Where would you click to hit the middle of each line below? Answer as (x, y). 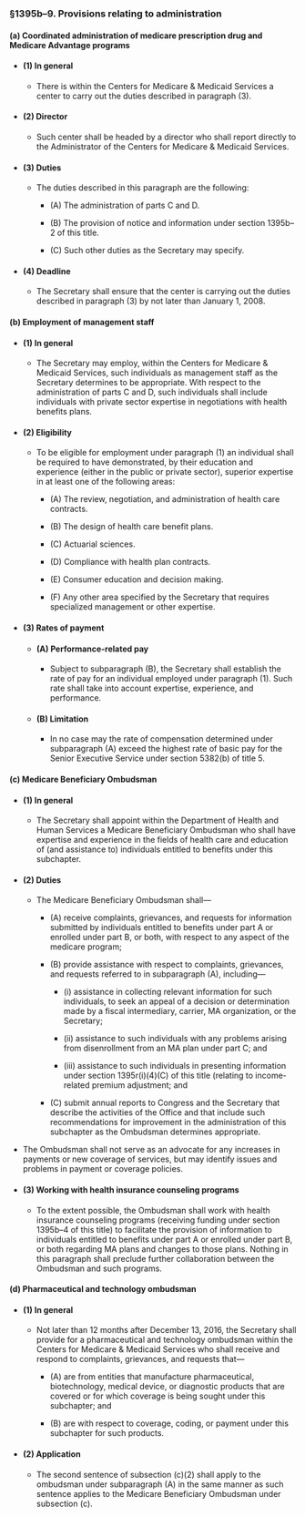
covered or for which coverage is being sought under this (158, 1396)
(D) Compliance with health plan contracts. (130, 562)
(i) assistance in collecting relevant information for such (168, 992)
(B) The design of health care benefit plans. (132, 527)
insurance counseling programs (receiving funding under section (158, 1220)
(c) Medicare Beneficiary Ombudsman (83, 779)
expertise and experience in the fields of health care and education (162, 840)
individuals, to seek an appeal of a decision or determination (176, 1001)
